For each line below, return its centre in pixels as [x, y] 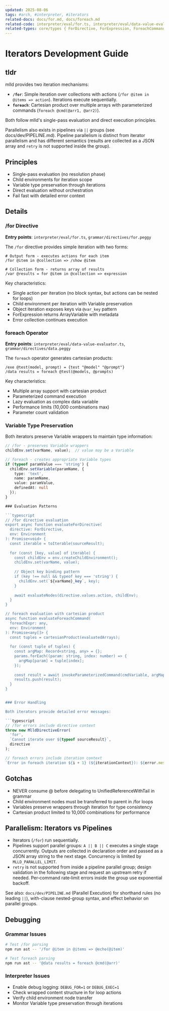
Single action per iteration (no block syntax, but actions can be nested [85, 293]
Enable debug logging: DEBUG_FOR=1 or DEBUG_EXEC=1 [66, 987]
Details [16, 212]
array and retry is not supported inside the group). [58, 146]
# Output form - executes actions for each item [57, 256]
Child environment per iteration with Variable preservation [72, 303]
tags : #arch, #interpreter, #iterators [47, 15]
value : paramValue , [35, 483]
